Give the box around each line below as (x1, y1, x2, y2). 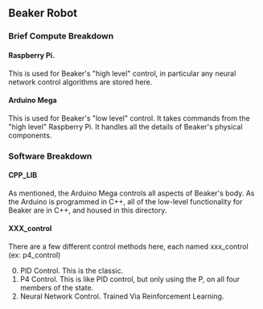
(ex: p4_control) (8, 250, 61, 260)
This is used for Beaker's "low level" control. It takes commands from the (8, 113, 251, 123)
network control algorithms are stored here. (8, 76, 153, 87)
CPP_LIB (8, 171, 38, 180)
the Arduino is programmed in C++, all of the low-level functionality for (8, 196, 243, 206)
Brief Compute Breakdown (8, 31, 114, 42)
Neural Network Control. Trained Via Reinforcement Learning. (19, 291, 224, 301)
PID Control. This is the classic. (19, 266, 123, 276)
